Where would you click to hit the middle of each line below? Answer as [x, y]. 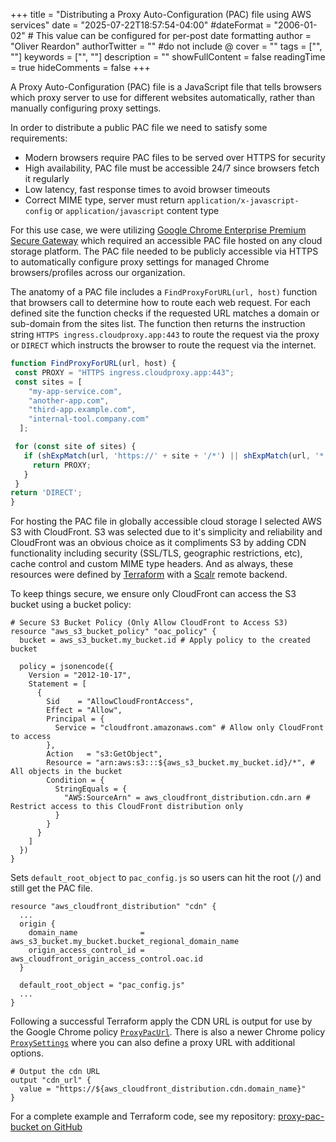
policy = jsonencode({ [66, 667]
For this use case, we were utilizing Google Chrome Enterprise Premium [158, 230]
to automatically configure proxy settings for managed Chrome [140, 262]
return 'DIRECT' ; [46, 493]
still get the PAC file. [51, 888]
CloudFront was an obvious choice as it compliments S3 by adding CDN [158, 543]
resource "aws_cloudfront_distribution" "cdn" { [113, 907]
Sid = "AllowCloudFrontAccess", [120, 702]
